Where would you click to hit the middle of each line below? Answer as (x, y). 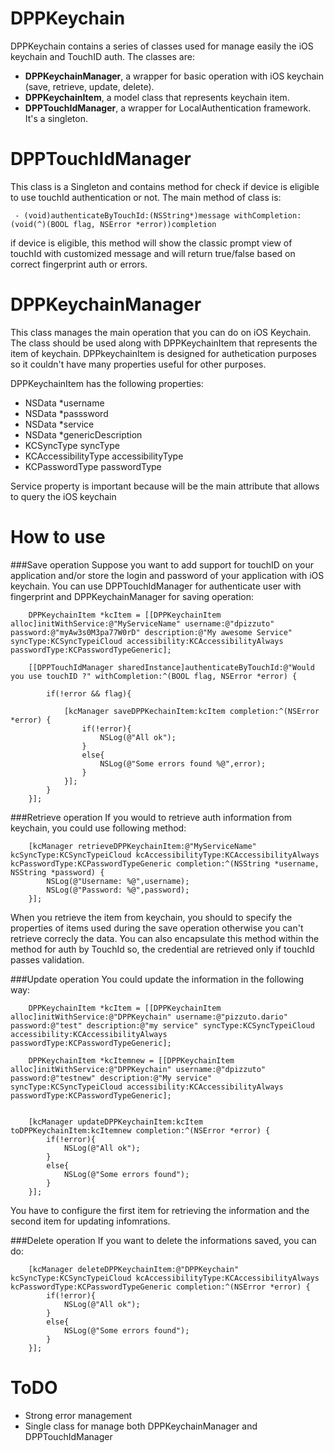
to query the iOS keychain (63, 496)
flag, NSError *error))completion (145, 224)
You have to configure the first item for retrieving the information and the (160, 1210)
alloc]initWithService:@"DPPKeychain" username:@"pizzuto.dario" (149, 1017)
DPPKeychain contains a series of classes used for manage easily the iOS (162, 46)
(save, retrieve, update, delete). (89, 86)
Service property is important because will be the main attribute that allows (165, 486)
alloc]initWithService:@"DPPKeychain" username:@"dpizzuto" (138, 1069)
